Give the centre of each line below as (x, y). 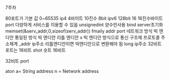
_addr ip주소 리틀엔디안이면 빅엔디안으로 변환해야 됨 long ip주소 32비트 (90, 44)
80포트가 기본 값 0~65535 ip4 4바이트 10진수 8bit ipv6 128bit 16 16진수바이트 (84, 18)
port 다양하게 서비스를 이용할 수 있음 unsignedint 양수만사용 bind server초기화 (84, 25)
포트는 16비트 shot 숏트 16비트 (36, 50)
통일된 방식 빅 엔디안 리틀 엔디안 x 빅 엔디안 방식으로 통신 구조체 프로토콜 (87, 37)
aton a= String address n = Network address (52, 71)
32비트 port (17, 61)
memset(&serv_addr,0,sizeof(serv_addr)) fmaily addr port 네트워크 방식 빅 (82, 31)
